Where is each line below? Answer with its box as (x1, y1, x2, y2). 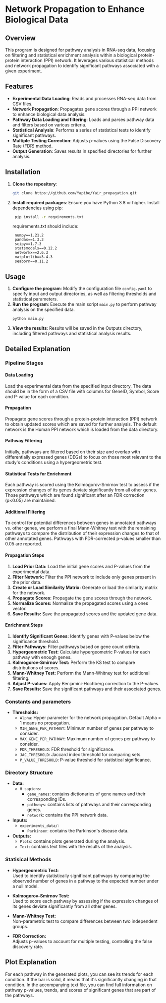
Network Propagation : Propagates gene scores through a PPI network (12, 106, 157, 112)
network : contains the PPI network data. (27, 812, 108, 818)
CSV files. (12, 101, 33, 107)
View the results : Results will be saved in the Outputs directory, (12, 325, 143, 331)
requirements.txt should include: (12, 223, 79, 229)
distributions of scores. (12, 664, 60, 670)
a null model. (12, 883, 39, 889)
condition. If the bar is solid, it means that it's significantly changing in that (5, 976, 157, 982)
